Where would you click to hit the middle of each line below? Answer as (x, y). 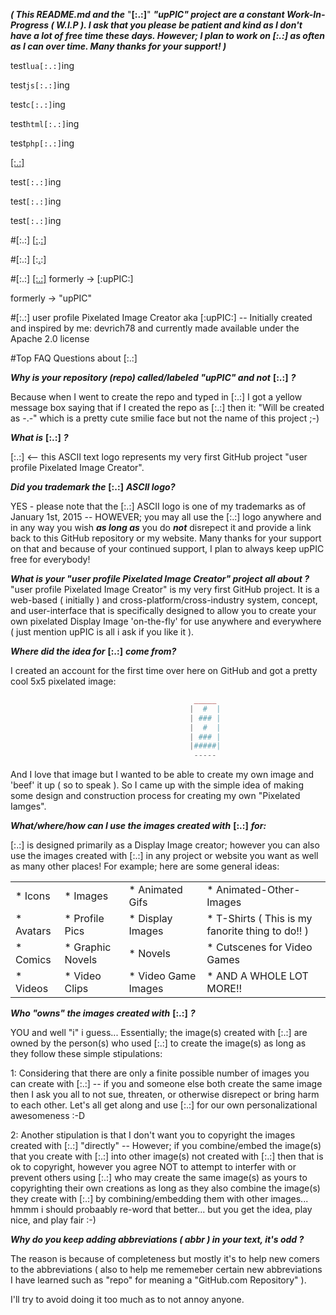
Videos (32, 989)
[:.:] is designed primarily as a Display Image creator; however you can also (165, 845)
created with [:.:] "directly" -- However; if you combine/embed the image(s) (166, 1146)
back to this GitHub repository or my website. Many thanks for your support (166, 538)
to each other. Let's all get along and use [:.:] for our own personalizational (164, 1105)
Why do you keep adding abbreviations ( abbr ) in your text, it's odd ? (157, 1240)
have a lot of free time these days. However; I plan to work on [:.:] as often (168, 35)
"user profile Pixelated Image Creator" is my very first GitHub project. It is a (165, 589)
